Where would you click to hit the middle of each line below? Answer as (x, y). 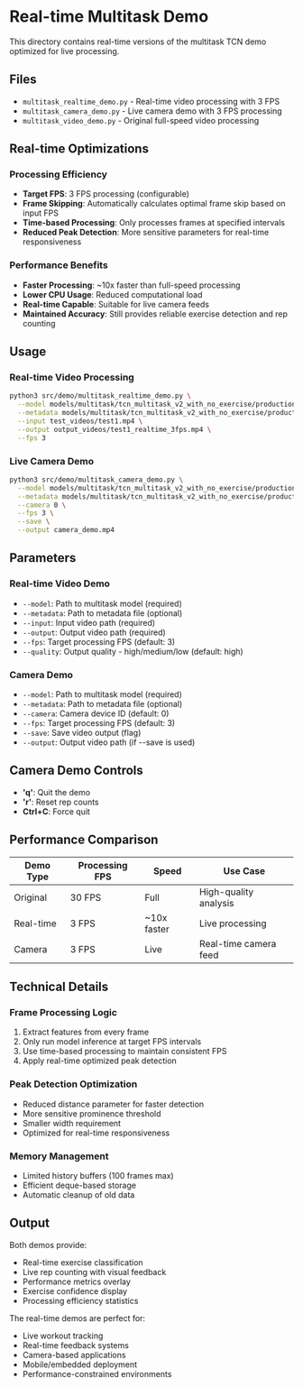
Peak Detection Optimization (73, 1084)
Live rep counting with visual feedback (94, 1272)
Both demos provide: (48, 1245)
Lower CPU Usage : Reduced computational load (112, 294)
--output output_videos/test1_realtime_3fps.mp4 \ (115, 429)
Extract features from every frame (86, 1032)
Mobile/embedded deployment (80, 1364)
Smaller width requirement (72, 1123)
